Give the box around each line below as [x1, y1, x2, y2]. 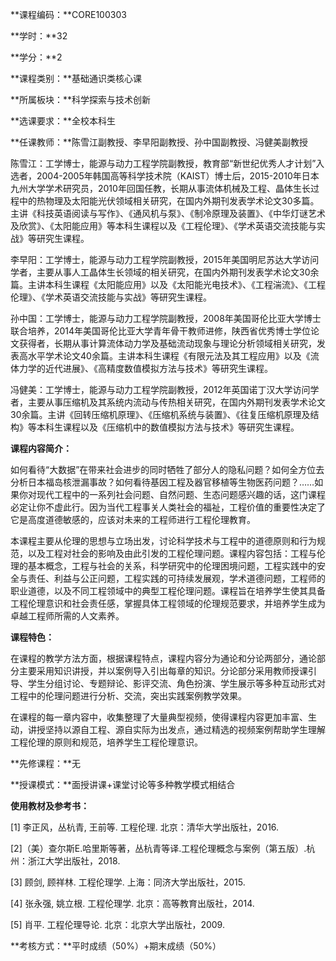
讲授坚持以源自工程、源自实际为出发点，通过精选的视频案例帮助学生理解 [27, 724, 326, 735]
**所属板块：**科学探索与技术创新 [10, 94, 152, 105]
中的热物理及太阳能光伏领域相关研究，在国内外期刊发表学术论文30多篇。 [18, 195, 320, 207]
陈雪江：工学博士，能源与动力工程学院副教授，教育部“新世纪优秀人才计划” [10, 158, 317, 169]
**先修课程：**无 [10, 758, 82, 769]
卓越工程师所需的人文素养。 [10, 610, 125, 622]
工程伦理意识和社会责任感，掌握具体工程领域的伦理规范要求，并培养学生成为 [10, 598, 326, 609]
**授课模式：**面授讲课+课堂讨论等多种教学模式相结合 [10, 779, 236, 790]
